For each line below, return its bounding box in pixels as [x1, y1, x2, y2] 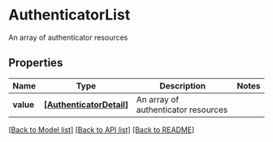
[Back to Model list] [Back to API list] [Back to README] [8, 124, 195, 135]
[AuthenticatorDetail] [43, 99, 128, 110]
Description [159, 80, 206, 91]
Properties [8, 56, 63, 70]
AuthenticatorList [8, 6, 131, 24]
